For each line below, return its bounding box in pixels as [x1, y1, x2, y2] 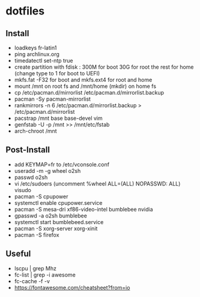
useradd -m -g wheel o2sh [14, 167, 81, 174]
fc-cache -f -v [14, 277, 50, 284]
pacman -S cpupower [14, 193, 68, 200]
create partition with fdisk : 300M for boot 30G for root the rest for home [14, 63, 194, 70]
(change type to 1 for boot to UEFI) [14, 70, 100, 77]
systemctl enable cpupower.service [14, 199, 103, 206]
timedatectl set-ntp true [14, 57, 73, 64]
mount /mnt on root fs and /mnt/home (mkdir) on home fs [14, 83, 157, 90]
